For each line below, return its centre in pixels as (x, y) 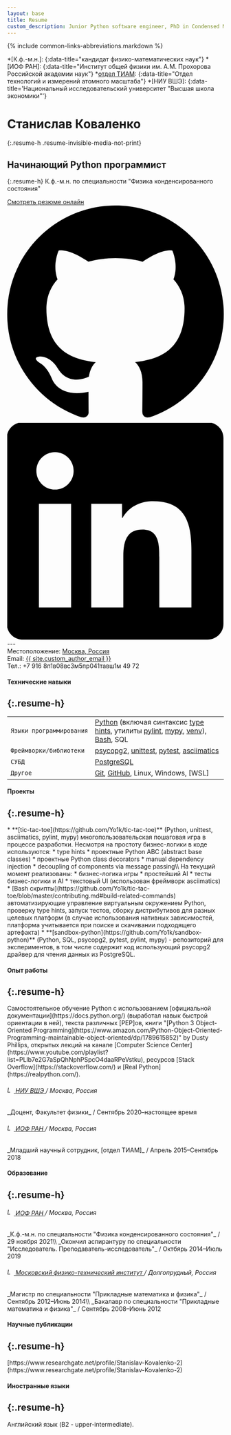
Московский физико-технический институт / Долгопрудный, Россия (116, 1273)
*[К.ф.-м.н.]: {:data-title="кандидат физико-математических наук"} (106, 59)
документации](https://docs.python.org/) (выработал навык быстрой (108, 1016)
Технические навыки (39, 682)
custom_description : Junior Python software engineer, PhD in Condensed (113, 26)
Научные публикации (40, 1325)
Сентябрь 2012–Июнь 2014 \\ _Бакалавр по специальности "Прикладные (113, 1301)
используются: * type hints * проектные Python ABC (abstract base (105, 851)
